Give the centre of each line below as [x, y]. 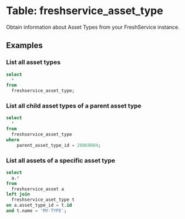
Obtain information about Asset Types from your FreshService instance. [93, 27]
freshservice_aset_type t [43, 200]
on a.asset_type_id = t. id [39, 205]
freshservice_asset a [38, 189]
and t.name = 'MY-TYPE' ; [36, 211]
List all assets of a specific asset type [61, 160]
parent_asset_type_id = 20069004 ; [59, 145]
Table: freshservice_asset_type [85, 11]
